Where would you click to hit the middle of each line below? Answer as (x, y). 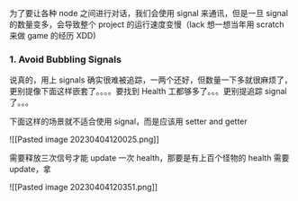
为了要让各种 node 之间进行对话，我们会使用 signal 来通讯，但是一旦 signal (149, 13)
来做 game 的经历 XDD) (53, 35)
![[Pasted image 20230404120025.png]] (84, 140)
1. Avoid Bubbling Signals (65, 59)
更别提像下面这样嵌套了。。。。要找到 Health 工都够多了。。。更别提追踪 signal (148, 92)
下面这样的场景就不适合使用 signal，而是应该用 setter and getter (128, 122)
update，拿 (30, 170)
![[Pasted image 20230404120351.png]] (84, 188)
